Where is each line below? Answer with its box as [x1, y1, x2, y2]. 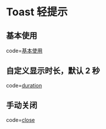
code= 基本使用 [6, 47, 43, 54]
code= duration [6, 82, 42, 89]
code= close [6, 116, 35, 123]
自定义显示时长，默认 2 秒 [6, 66, 100, 76]
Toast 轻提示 [6, 5, 68, 19]
